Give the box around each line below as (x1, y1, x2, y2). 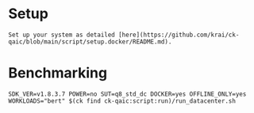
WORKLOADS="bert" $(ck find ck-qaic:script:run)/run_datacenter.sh (8, 96, 237, 105)
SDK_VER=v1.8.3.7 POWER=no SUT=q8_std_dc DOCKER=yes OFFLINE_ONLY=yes (8, 90, 247, 98)
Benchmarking (8, 64, 108, 82)
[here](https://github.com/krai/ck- (117, 31, 240, 39)
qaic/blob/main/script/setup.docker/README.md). (8, 37, 172, 46)
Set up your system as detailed (8, 31, 115, 39)
